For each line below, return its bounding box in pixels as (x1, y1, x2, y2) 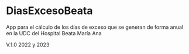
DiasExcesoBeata (6, 4, 93, 18)
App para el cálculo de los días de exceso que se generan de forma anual (6, 23, 183, 31)
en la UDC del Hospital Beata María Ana (6, 29, 102, 36)
